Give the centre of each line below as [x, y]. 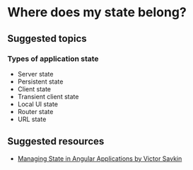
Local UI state [38, 104]
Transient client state [48, 96]
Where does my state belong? [97, 12]
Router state [35, 111]
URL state [32, 119]
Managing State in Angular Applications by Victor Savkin [100, 158]
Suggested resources [56, 141]
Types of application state [53, 59]
